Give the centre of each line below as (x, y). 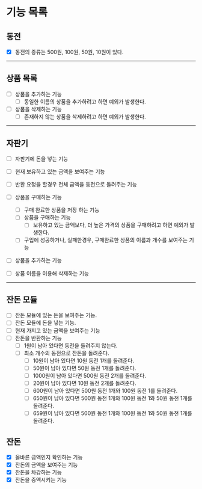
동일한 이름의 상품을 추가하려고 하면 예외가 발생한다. (85, 101)
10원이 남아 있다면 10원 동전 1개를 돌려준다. (83, 360)
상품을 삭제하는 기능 (38, 109)
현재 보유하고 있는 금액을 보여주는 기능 (60, 171)
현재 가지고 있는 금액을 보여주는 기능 (57, 330)
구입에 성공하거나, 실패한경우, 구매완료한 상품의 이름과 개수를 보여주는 (106, 240)
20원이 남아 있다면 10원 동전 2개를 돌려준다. (84, 383)
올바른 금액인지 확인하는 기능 (49, 457)
